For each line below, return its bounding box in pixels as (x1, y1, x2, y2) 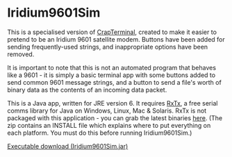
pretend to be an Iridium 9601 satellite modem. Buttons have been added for (7, 35, 226, 43)
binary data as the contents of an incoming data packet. (7, 85, 167, 94)
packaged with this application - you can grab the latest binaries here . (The (7, 113, 223, 122)
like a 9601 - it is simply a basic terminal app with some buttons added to (7, 71, 216, 79)
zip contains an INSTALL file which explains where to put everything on (7, 121, 211, 129)
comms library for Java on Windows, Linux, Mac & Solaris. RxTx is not (7, 106, 207, 115)
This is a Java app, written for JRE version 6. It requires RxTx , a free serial (7, 99, 218, 107)
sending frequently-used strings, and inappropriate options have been (7, 42, 208, 51)
